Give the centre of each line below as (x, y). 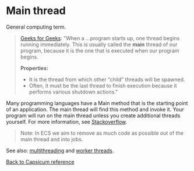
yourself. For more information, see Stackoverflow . (67, 121)
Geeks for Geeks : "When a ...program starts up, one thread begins (100, 38)
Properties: (34, 68)
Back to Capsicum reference (40, 162)
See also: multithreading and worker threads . (60, 151)
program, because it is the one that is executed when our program (100, 50)
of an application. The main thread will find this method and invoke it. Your (95, 109)
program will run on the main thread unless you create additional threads (93, 116)
